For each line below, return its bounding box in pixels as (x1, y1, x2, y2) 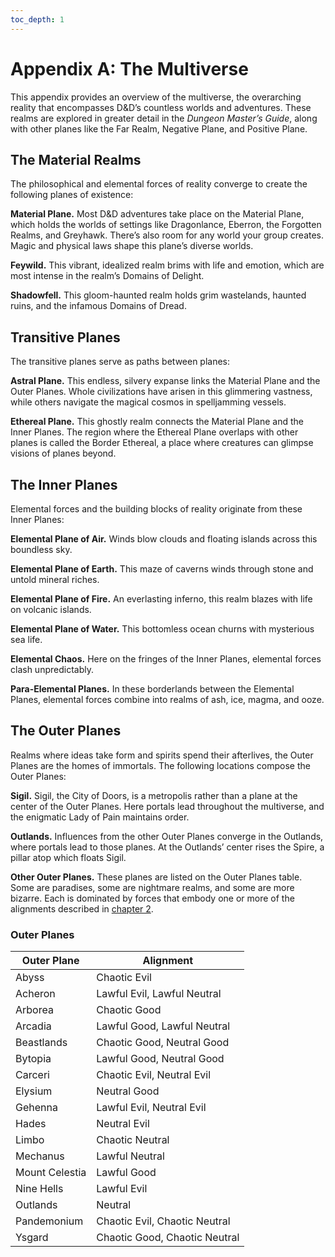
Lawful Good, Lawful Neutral (96, 1019, 231, 1033)
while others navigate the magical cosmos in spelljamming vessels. (10, 396, 287, 408)
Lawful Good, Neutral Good (96, 1052, 225, 1066)
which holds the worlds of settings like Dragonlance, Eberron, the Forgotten (10, 219, 322, 231)
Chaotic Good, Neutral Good (96, 1036, 230, 1050)
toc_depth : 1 (10, 14, 65, 25)
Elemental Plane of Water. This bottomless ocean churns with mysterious (10, 623, 315, 635)
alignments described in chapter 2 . (10, 902, 154, 915)
